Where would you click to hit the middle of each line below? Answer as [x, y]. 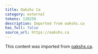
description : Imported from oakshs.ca [45, 23]
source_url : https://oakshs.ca [37, 32]
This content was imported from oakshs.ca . [49, 46]
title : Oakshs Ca [23, 10]
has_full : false [22, 28]
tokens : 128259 [21, 19]
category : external [25, 14]
